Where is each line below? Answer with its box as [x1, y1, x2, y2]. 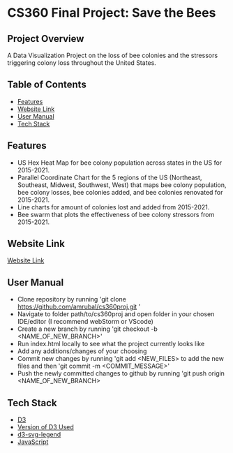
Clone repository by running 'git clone [17, 295, 127, 304]
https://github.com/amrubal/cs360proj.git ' [17, 302, 141, 311]
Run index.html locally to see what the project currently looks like [17, 340, 205, 348]
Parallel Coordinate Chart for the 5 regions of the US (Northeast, [17, 173, 202, 181]
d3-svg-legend [17, 431, 61, 439]
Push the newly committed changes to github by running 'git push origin [17, 369, 225, 378]
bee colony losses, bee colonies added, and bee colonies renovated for [17, 188, 223, 196]
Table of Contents [7, 79, 87, 91]
